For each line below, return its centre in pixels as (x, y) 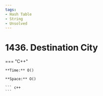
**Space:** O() (21, 79)
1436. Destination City (51, 48)
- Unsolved (16, 23)
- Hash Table (18, 14)
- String (14, 19)
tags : (11, 10)
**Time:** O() (20, 70)
